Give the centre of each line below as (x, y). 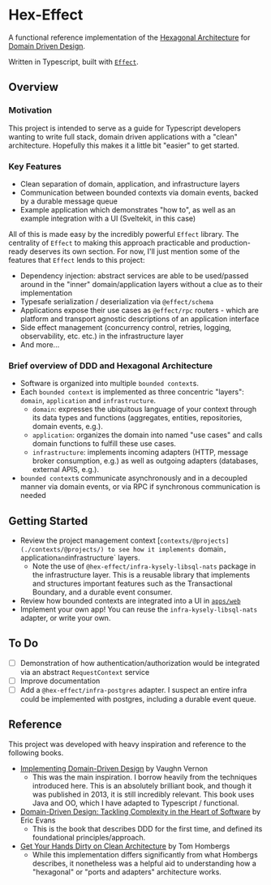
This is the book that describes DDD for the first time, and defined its (147, 828)
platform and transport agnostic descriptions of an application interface (140, 319)
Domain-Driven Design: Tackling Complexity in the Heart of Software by (140, 811)
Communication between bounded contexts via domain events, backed (139, 192)
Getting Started (48, 521)
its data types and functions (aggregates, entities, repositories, (137, 418)
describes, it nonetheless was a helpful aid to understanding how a (144, 863)
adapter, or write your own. (65, 618)
